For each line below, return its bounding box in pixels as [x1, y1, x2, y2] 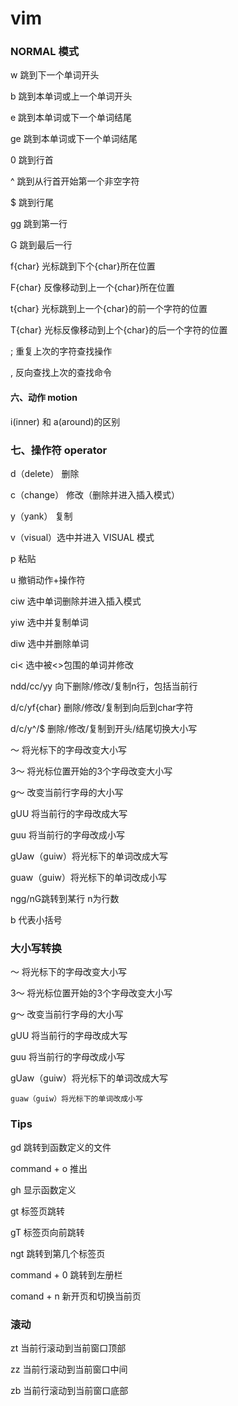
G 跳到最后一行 [10, 239, 73, 251]
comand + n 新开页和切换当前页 [10, 1290, 142, 1302]
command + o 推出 [10, 1162, 88, 1174]
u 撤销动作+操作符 [10, 573, 86, 586]
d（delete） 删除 [10, 467, 80, 479]
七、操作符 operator [10, 443, 108, 457]
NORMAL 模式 [10, 45, 80, 59]
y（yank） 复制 [10, 510, 73, 522]
